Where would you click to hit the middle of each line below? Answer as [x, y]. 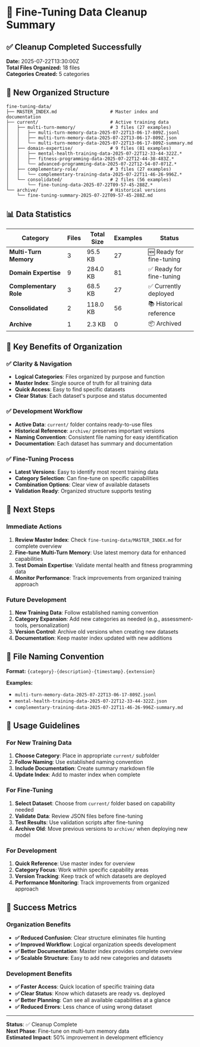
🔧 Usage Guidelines [43, 726]
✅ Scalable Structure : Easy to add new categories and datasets [93, 957]
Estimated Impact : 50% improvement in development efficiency [85, 1037]
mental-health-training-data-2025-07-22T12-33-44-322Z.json [91, 701]
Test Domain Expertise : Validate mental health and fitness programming [104, 565]
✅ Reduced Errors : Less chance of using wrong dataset [83, 1006]
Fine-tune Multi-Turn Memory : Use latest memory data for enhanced [100, 552]
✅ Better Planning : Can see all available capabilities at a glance [93, 1000]
